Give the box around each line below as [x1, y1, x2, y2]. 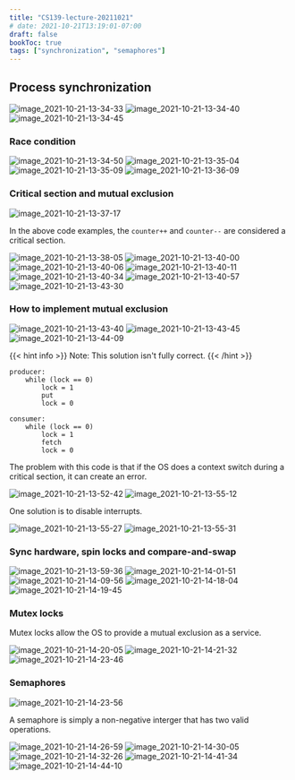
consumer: [9, 414, 46, 424]
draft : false [9, 30, 58, 39]
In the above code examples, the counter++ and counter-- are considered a [9, 225, 286, 236]
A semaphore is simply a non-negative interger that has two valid [9, 714, 249, 725]
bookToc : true [9, 38, 63, 47]
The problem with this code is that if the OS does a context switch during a [9, 461, 284, 472]
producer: [9, 367, 46, 376]
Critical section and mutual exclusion [9, 187, 174, 200]
